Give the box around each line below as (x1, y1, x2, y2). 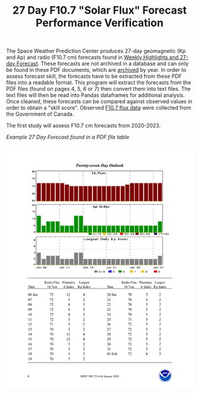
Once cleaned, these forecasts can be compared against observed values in (6, 97, 193, 104)
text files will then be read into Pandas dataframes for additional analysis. (6, 91, 185, 99)
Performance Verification (35, 16, 164, 30)
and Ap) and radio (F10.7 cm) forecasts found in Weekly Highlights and (6, 53, 179, 61)
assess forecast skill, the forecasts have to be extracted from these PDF (6, 72, 182, 80)
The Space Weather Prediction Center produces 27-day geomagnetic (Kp (6, 47, 186, 54)
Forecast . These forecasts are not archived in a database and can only (17, 60, 189, 67)
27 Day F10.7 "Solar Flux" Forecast (12, 4, 187, 17)
